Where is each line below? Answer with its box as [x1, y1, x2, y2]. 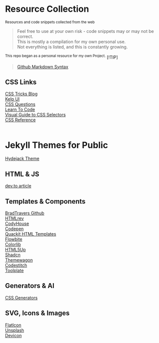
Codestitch [5, 262, 27, 268]
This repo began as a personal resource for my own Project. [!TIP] [5, 53, 118, 60]
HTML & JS [5, 170, 40, 178]
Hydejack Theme [5, 156, 40, 161]
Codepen [5, 226, 24, 232]
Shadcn [5, 252, 21, 258]
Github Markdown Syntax [17, 64, 68, 70]
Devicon [5, 332, 22, 338]
